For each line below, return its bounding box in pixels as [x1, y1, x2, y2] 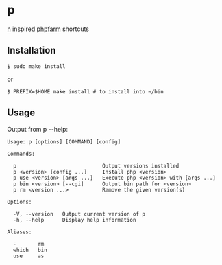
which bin [13, 246, 48, 253]
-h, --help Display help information [13, 216, 136, 223]
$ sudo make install [7, 62, 66, 70]
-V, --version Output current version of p [13, 210, 146, 218]
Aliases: [7, 229, 32, 235]
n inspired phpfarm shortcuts [7, 25, 89, 33]
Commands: [7, 150, 36, 157]
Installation [7, 45, 56, 56]
